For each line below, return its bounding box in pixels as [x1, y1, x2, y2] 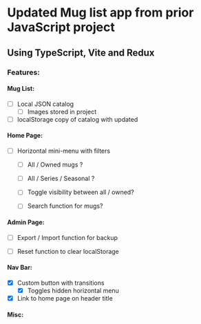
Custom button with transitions [17, 279, 105, 287]
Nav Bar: [7, 263, 33, 272]
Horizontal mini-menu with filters [17, 147, 111, 155]
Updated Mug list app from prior [7, 5, 194, 21]
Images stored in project [27, 107, 97, 116]
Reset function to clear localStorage [17, 247, 119, 255]
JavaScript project [7, 19, 115, 35]
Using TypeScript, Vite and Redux [7, 47, 155, 58]
